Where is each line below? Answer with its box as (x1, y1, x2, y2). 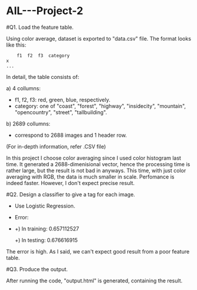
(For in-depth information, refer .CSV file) (6, 143, 106, 150)
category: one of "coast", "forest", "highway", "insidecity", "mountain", (14, 102, 186, 110)
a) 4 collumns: (6, 84, 41, 92)
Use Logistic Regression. (14, 202, 75, 209)
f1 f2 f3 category (17, 52, 70, 58)
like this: (6, 41, 27, 48)
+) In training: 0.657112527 (14, 225, 80, 232)
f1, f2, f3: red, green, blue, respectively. (14, 96, 111, 103)
